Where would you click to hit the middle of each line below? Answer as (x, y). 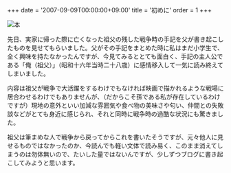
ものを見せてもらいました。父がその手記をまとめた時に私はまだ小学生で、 (118, 48)
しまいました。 (28, 73)
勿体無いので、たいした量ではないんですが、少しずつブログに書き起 (127, 154)
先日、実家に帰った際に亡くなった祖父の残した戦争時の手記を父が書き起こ (112, 39)
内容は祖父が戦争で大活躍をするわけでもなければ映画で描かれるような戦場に (115, 88)
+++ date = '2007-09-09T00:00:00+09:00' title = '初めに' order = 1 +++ (109, 10)
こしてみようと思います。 (43, 163)
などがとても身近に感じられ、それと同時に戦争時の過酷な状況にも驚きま (115, 114)
